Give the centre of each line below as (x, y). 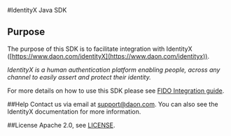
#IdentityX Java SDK (37, 10)
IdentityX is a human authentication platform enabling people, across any (114, 70)
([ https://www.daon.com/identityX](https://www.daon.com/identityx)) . (108, 56)
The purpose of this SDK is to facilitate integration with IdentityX (100, 49)
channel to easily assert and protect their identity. (79, 77)
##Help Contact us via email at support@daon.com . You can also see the (113, 104)
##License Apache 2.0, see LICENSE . (61, 125)
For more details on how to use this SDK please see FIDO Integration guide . (116, 91)
